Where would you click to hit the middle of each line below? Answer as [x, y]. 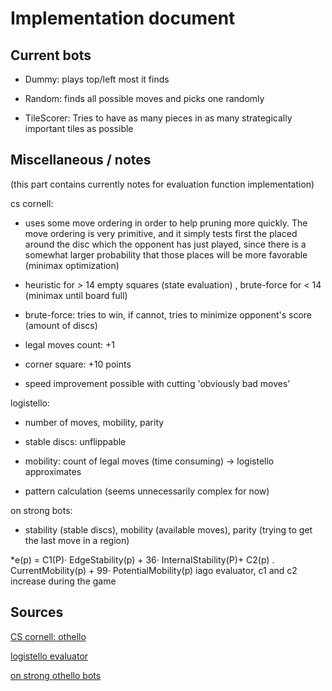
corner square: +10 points [78, 364]
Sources [37, 612]
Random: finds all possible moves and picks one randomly [144, 98]
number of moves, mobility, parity [94, 422]
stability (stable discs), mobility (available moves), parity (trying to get [168, 529]
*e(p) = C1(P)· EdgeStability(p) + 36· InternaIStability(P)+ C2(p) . [142, 559]
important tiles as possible [79, 128]
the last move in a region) [77, 540]
